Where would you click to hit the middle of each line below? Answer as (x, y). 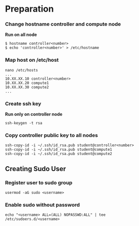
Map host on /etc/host (32, 60)
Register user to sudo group (39, 182)
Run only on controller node (34, 114)
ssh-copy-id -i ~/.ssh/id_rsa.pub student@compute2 (59, 154)
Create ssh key (23, 104)
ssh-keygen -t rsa (24, 123)
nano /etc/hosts (21, 70)
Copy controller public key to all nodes (52, 135)
